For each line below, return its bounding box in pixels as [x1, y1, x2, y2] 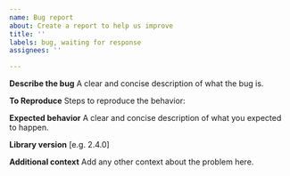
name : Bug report [9, 12, 74, 22]
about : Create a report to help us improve [9, 21, 174, 30]
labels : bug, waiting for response [9, 37, 142, 47]
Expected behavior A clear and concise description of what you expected [9, 113, 282, 124]
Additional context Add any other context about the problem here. [9, 156, 254, 167]
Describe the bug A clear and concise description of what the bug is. [9, 78, 264, 89]
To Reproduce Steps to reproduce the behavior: [9, 95, 186, 107]
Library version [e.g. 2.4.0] [9, 140, 110, 150]
